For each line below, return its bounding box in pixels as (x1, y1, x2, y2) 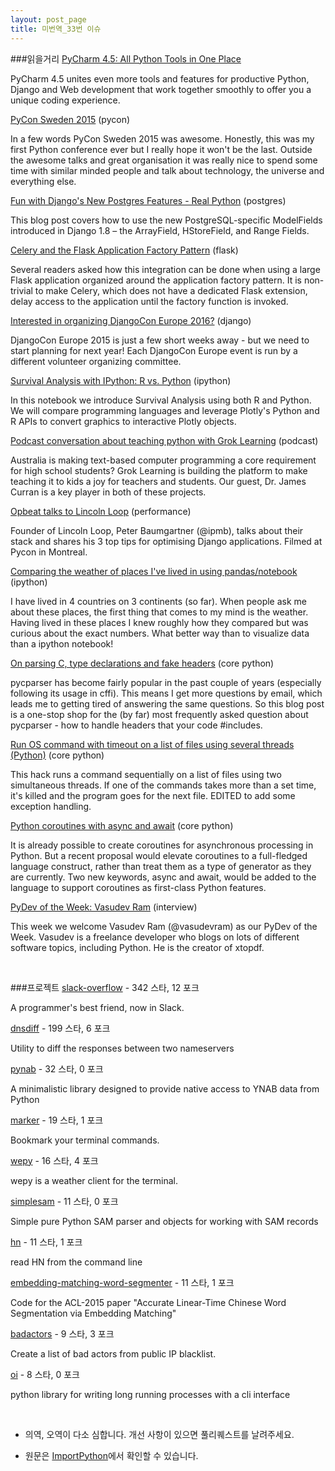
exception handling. (10, 800, 92, 812)
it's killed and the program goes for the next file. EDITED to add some (10, 789, 296, 801)
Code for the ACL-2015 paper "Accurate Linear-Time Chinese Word (10, 1296, 287, 1308)
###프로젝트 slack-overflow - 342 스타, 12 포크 (10, 981, 200, 993)
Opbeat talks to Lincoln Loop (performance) (10, 505, 192, 517)
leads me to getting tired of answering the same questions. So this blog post (10, 697, 325, 710)
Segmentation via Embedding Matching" (10, 1307, 177, 1319)
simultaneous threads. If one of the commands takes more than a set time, (10, 779, 317, 791)
